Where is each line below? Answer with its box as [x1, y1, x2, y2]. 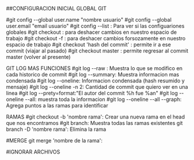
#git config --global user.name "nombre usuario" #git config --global [6, 16, 172, 23]
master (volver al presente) [6, 54, 71, 60]
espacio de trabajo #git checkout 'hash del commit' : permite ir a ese [6, 41, 171, 48]
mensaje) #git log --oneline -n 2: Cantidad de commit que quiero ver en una [6, 84, 188, 90]
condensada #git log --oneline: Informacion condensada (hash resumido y [6, 77, 185, 84]
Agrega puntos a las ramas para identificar [6, 102, 108, 109]
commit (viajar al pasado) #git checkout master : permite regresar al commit [6, 47, 188, 54]
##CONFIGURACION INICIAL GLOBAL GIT [6, 5, 107, 12]
